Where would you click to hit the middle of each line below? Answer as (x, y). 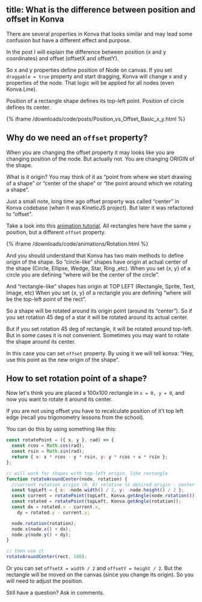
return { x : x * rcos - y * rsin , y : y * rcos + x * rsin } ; (90, 457)
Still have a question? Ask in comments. (55, 593)
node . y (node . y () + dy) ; (41, 535)
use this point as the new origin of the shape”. (63, 359)
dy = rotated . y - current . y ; (54, 512)
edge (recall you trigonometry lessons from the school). (75, 417)
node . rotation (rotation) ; (44, 523)
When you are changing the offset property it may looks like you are (90, 152)
